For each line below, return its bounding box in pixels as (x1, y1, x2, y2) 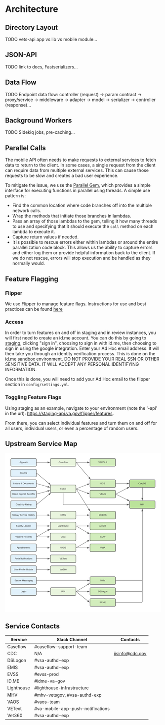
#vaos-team (34, 699, 60, 705)
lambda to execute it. (12, 229, 55, 235)
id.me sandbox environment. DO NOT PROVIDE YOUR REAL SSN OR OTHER (5, 356, 160, 362)
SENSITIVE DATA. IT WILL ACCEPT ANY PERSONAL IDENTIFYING (5, 361, 139, 367)
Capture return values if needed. (12, 234, 79, 240)
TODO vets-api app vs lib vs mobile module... (5, 36, 97, 42)
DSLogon (7, 658, 26, 664)
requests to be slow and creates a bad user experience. (5, 172, 119, 179)
